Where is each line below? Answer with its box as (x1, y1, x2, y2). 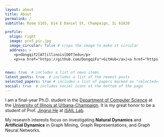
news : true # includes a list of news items (5, 70, 99, 75)
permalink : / (5, 16, 32, 21)
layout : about (5, 7, 34, 12)
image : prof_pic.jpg (9, 39, 51, 44)
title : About (5, 12, 32, 17)
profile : (5, 30, 23, 35)
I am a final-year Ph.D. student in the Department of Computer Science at (5, 97, 153, 103)
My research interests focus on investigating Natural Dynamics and (5, 117, 142, 122)
